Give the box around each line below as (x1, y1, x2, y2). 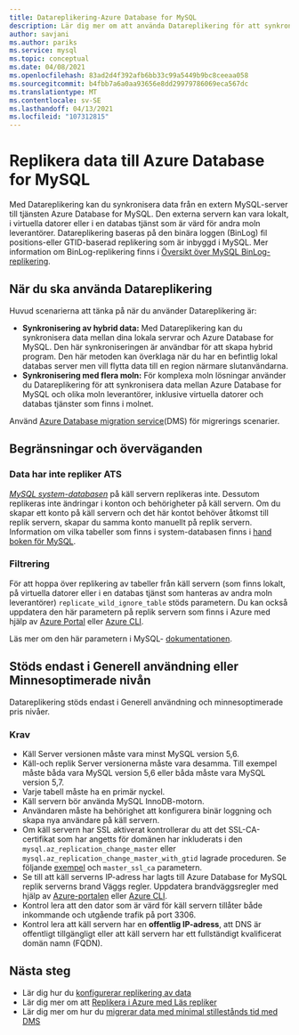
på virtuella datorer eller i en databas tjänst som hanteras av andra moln (9, 587, 273, 598)
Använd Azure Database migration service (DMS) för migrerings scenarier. (9, 415, 280, 426)
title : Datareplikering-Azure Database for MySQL (9, 12, 198, 22)
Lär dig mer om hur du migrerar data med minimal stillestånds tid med (21, 1006, 279, 1016)
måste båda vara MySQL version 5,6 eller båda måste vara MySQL (21, 767, 266, 778)
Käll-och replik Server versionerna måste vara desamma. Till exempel (21, 758, 278, 769)
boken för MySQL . (9, 535, 77, 546)
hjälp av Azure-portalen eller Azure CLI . (21, 890, 167, 901)
